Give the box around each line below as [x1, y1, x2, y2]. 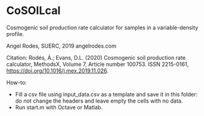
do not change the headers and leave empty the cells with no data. [15, 97, 183, 104]
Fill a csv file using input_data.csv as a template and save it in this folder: [15, 90, 198, 98]
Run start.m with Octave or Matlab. [15, 103, 103, 111]
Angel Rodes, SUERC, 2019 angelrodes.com [6, 42, 117, 49]
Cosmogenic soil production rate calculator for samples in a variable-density [6, 24, 199, 31]
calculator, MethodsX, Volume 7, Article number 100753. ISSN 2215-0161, [6, 60, 189, 68]
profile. [6, 30, 24, 37]
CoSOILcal [6, 4, 61, 18]
